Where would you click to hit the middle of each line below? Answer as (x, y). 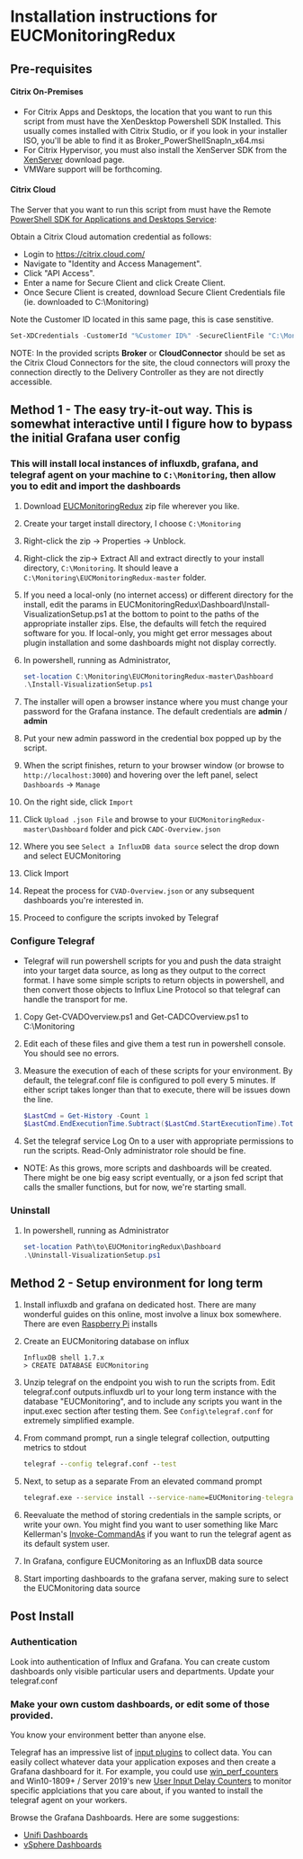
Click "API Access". (59, 273)
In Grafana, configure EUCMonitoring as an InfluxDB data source (143, 1561)
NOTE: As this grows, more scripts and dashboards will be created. (147, 1168)
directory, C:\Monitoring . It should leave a (101, 568)
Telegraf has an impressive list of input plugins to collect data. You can (141, 1752)
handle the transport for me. (76, 999)
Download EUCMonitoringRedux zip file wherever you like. (131, 506)
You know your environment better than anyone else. (108, 1735)
